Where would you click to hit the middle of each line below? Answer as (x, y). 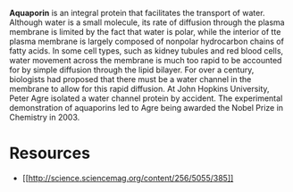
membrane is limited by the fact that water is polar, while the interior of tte (145, 32)
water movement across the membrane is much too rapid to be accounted (146, 60)
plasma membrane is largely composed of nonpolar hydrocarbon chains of (146, 41)
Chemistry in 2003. (45, 117)
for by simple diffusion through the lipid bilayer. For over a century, (132, 70)
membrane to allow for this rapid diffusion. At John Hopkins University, (139, 89)
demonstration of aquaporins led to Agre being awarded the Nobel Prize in (146, 108)
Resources (50, 153)
